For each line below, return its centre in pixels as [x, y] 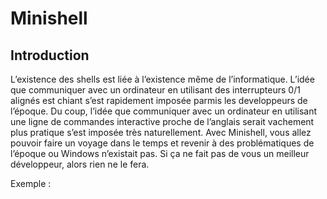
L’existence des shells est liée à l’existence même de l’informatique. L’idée [162, 79]
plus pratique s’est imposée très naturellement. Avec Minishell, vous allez [161, 132]
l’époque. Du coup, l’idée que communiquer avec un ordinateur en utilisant [164, 111]
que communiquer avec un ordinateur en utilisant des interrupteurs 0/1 [155, 90]
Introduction [50, 55]
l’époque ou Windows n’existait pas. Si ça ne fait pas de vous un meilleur [160, 153]
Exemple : [31, 183]
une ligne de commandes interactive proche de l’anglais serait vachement [162, 121]
